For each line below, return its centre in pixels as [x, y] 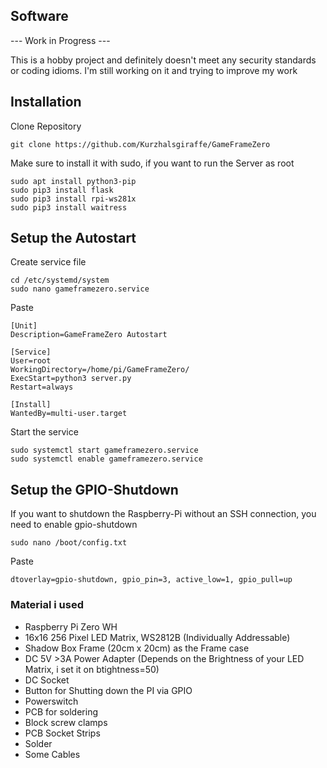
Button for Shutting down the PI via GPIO [108, 690]
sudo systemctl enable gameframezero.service [106, 459]
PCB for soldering [61, 711]
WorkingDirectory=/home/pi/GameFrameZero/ [100, 370]
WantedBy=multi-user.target [69, 414]
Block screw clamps [66, 722]
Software [39, 16]
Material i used [47, 605]
